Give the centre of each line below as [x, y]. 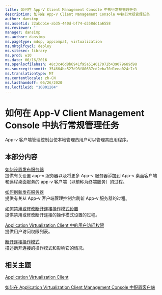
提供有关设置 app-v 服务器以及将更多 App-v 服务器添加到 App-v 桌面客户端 [81, 176]
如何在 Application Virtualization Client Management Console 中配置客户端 [80, 287]
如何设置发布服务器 [25, 169]
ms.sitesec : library [26, 51]
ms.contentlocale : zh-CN [30, 78]
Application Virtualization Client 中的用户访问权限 [55, 225]
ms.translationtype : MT [29, 74]
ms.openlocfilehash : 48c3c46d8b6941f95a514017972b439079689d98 [71, 64]
